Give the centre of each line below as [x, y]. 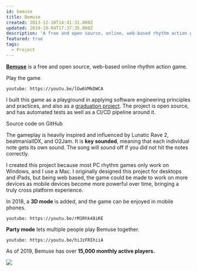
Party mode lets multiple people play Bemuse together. [73, 229]
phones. [16, 208]
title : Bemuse [23, 17]
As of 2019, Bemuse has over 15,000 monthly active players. [81, 251]
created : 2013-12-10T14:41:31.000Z [50, 22]
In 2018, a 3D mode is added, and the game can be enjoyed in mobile [90, 201]
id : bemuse [19, 11]
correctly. [18, 153]
